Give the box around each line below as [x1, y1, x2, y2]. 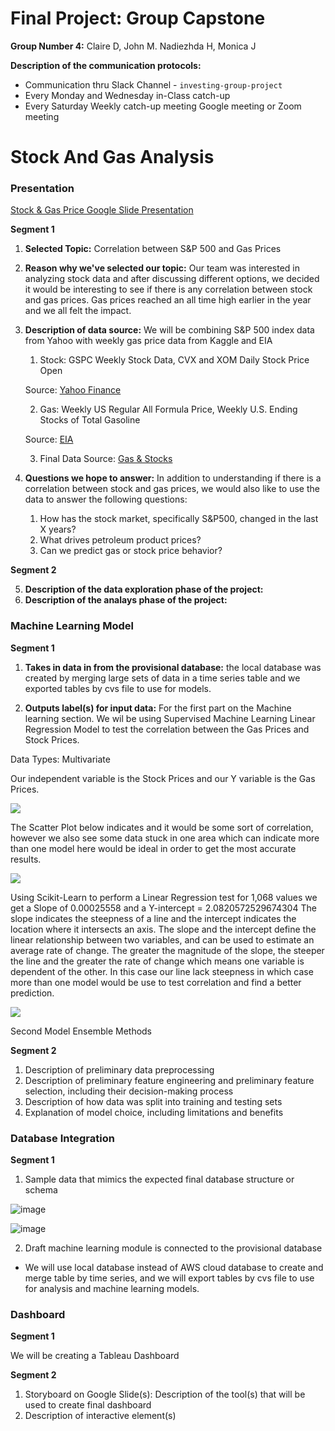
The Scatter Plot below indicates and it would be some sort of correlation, [10, 821, 314, 833]
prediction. [10, 987, 55, 999]
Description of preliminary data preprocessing [24, 1063, 215, 1076]
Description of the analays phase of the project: [24, 594, 228, 606]
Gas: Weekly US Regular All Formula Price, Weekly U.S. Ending [39, 403, 298, 416]
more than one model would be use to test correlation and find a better [10, 976, 302, 988]
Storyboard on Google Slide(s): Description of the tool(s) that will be [24, 1388, 306, 1401]
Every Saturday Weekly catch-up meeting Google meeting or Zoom [24, 100, 302, 112]
